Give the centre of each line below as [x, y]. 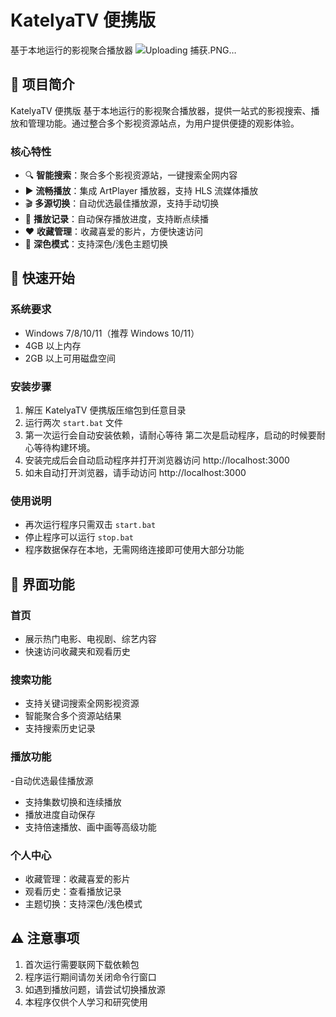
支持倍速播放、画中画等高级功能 [90, 827]
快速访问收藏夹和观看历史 [77, 652]
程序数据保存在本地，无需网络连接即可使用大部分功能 [134, 550]
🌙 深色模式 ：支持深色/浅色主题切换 [96, 244]
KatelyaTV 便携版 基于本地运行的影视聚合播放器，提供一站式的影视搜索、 [161, 110]
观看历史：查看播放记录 [73, 891]
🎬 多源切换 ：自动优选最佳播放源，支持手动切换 [122, 203]
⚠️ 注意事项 [45, 938]
